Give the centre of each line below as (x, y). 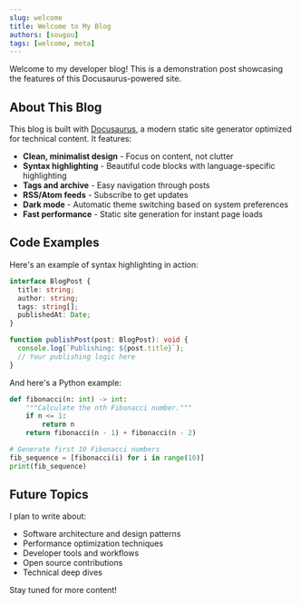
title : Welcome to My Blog (60, 26)
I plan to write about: (48, 516)
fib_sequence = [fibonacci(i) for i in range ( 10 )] (107, 458)
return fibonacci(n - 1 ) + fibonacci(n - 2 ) (111, 433)
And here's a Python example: (66, 382)
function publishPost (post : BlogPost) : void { (99, 340)
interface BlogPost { (50, 281)
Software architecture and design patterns (102, 534)
